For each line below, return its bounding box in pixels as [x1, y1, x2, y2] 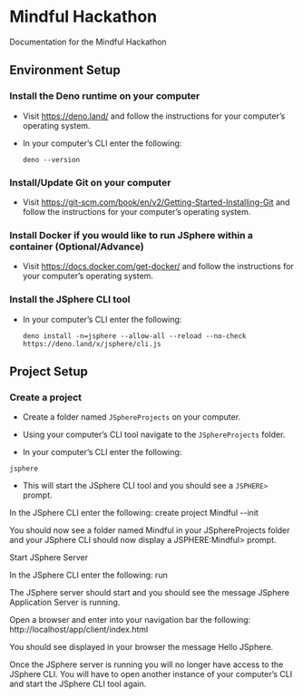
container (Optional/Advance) [9, 240, 144, 253]
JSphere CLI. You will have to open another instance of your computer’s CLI [9, 669, 293, 680]
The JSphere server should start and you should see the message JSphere [9, 587, 290, 598]
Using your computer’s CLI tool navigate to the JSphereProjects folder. [22, 429, 286, 441]
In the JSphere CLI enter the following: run [9, 569, 168, 581]
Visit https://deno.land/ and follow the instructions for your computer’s [22, 111, 286, 121]
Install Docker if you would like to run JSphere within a [9, 228, 254, 241]
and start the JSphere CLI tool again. [9, 678, 147, 690]
